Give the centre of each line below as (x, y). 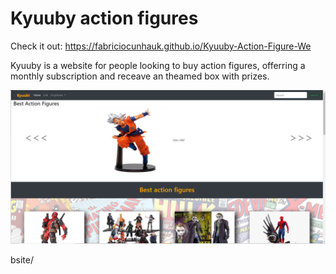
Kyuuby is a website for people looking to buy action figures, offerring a (158, 65)
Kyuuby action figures (104, 18)
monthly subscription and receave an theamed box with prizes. (140, 76)
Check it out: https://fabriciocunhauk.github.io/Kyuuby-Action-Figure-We (161, 46)
